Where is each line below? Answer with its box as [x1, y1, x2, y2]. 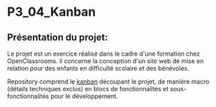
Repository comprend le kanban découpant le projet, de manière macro [7, 78, 210, 86]
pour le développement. [50, 92, 118, 100]
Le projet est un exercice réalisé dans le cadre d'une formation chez [7, 49, 200, 58]
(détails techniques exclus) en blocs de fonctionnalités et [7, 85, 169, 93]
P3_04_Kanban [7, 4, 96, 20]
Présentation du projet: [7, 32, 109, 43]
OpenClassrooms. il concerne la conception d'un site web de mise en [7, 57, 204, 65]
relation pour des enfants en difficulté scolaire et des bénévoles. [7, 64, 189, 72]
